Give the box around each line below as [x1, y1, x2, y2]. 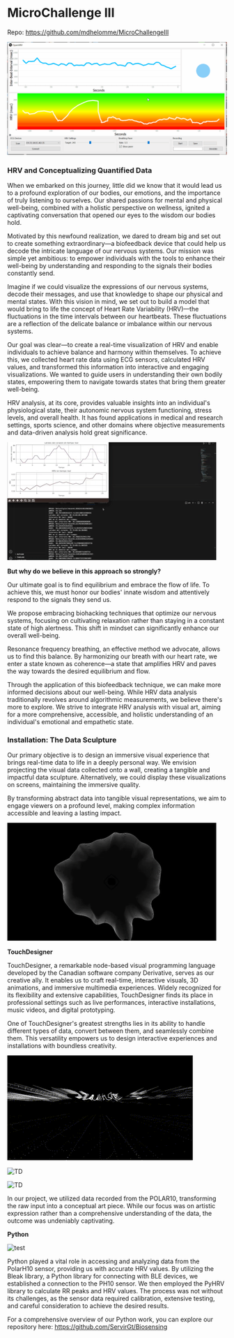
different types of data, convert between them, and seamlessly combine [7, 1027, 214, 1035]
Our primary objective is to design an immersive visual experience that [7, 751, 210, 759]
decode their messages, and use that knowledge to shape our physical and [7, 290, 223, 298]
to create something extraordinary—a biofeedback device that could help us [7, 240, 226, 248]
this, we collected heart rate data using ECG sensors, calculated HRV [7, 355, 205, 364]
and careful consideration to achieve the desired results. [7, 1302, 169, 1310]
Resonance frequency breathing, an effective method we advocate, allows [7, 645, 221, 654]
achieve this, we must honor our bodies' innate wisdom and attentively [7, 588, 210, 596]
